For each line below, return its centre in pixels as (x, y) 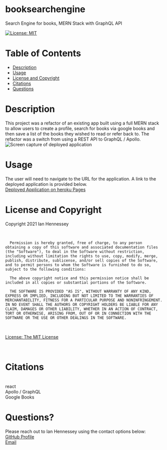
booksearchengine (45, 9)
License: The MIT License (32, 337)
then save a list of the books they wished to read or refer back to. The (77, 134)
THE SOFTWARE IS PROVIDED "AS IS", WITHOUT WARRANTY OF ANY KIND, (80, 291)
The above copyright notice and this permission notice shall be (79, 278)
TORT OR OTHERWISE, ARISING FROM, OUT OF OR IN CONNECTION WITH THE (78, 313)
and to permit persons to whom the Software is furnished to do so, (78, 265)
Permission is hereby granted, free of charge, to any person (76, 243)
